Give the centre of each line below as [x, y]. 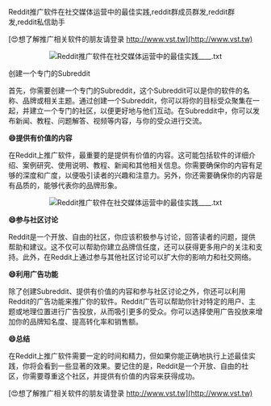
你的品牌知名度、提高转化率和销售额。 [79, 322]
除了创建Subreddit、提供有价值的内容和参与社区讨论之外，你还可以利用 [127, 291]
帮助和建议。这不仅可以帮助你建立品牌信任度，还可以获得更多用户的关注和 [132, 247]
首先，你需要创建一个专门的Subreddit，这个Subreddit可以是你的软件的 [126, 90]
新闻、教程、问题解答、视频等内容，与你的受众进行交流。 [110, 121]
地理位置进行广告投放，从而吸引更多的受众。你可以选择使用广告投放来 [139, 312]
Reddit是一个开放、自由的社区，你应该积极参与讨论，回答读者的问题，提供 [132, 237]
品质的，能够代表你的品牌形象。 [68, 185]
